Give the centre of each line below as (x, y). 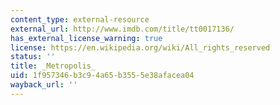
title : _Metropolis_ (53, 66)
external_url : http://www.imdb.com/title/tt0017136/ (122, 29)
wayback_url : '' (44, 85)
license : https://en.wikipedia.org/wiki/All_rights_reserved (140, 47)
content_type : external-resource (80, 19)
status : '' (33, 57)
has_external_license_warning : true (86, 38)
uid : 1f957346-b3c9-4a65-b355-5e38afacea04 (102, 76)
